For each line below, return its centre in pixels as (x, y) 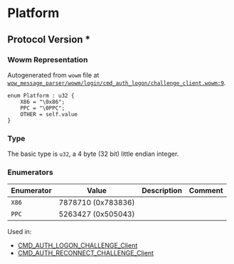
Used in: (20, 232)
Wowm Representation (48, 60)
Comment (206, 191)
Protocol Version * (49, 39)
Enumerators (30, 172)
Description (162, 191)
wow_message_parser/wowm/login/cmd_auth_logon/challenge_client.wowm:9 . (117, 83)
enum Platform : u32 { (41, 95)
